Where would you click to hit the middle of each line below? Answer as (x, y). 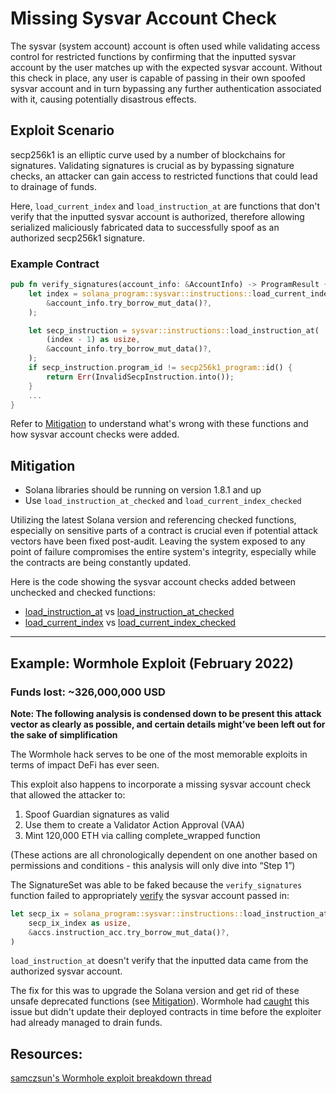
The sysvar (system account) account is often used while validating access (165, 46)
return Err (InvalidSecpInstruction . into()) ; (140, 377)
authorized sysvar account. (66, 971)
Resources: (46, 1053)
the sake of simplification (64, 734)
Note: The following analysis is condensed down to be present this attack (166, 713)
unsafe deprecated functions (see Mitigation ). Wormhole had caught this (160, 1001)
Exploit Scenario (62, 130)
